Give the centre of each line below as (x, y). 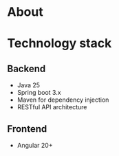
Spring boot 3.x (39, 93)
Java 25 (28, 85)
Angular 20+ (35, 145)
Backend (26, 68)
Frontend (27, 129)
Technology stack (60, 44)
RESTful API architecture (52, 107)
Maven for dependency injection (63, 100)
